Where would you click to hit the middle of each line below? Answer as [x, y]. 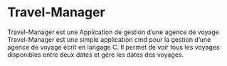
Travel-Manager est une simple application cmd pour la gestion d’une [109, 39]
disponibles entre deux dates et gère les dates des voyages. [95, 55]
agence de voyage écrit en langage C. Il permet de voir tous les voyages [114, 47]
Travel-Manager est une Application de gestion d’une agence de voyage [113, 32]
